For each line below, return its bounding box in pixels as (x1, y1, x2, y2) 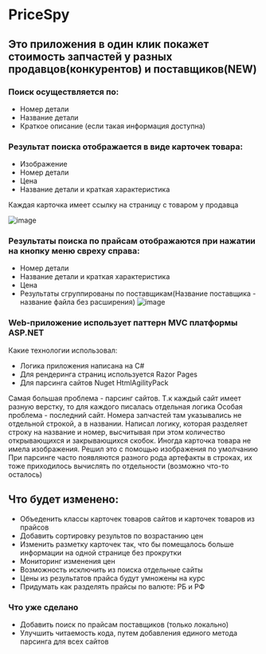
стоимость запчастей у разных (8, 49, 173, 63)
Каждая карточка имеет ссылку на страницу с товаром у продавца (8, 200, 239, 210)
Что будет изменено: (8, 493, 119, 506)
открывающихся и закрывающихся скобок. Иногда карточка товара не (8, 435, 252, 445)
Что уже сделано (8, 601, 79, 613)
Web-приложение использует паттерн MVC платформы (8, 317, 238, 329)
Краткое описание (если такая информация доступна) (19, 121, 205, 131)
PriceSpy (8, 6, 70, 24)
